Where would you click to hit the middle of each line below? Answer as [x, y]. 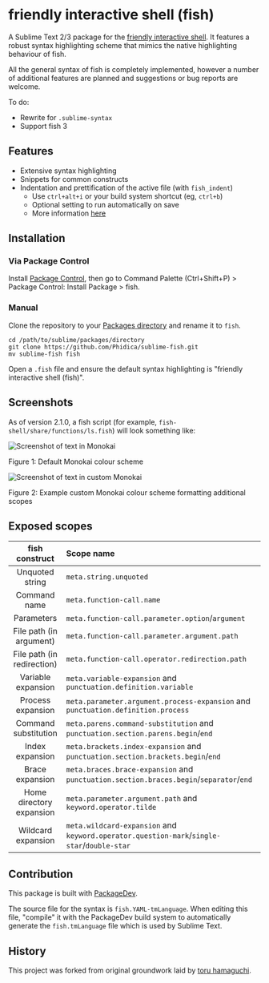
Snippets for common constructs [74, 179]
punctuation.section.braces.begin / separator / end [159, 780]
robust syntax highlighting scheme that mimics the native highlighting [123, 45]
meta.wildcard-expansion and [122, 825]
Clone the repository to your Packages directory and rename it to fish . [125, 325]
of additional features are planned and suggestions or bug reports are [123, 78]
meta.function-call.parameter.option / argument [156, 618]
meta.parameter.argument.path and [132, 799]
